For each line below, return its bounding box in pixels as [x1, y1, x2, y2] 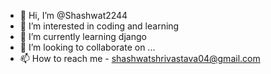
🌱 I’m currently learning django [19, 31, 147, 42]
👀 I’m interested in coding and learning [19, 20, 180, 32]
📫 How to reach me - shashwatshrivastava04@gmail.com [19, 53, 261, 64]
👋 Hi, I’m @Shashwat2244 [19, 10, 128, 21]
